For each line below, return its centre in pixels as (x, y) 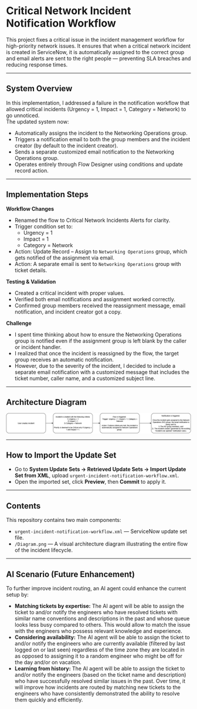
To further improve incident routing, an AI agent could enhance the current (96, 588)
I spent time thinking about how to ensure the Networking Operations (98, 334)
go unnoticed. (23, 115)
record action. (31, 170)
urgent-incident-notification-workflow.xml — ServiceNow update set (101, 531)
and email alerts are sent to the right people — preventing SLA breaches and (98, 58)
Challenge (19, 323)
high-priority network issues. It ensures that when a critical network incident (98, 46)
